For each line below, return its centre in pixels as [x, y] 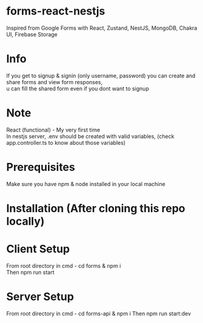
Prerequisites [41, 167]
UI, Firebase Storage [32, 34]
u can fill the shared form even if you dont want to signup [78, 88]
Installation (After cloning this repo [96, 208]
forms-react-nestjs [56, 11]
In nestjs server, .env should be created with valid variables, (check [90, 136]
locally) [25, 221]
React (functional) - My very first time [53, 130]
